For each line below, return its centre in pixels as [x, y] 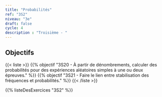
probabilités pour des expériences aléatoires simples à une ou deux [74, 70]
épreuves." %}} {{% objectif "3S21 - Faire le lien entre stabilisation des [77, 75]
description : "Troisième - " [36, 33]
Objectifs [20, 53]
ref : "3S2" [16, 14]
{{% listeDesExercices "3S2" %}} [39, 90]
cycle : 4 [14, 28]
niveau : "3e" [19, 19]
